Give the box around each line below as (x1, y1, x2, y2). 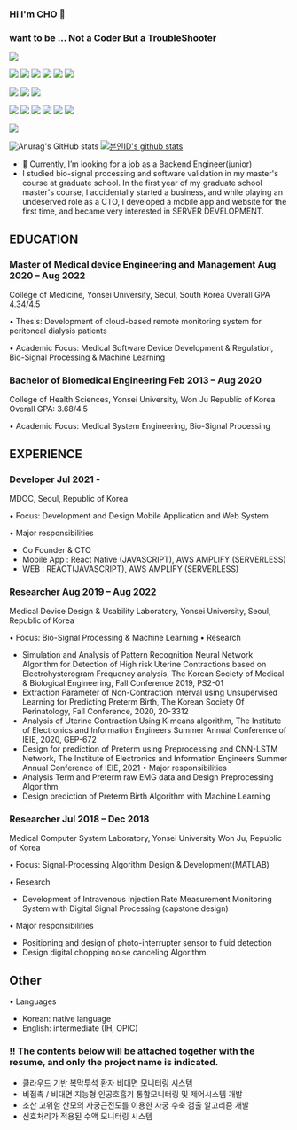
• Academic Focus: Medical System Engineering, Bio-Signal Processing (9, 421, 270, 432)
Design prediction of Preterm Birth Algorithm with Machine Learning (21, 791, 270, 801)
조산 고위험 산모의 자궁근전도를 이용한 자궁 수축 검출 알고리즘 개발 (21, 1099, 250, 1111)
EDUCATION (9, 231, 79, 246)
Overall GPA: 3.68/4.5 (9, 403, 89, 415)
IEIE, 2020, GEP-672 (21, 735, 98, 745)
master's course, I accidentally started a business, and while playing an (21, 187, 284, 198)
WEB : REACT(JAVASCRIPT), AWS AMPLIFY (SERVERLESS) (21, 563, 239, 574)
